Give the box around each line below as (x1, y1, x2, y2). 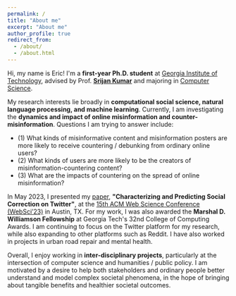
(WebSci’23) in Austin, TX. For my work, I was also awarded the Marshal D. (7, 207, 225, 216)
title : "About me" (7, 17, 61, 24)
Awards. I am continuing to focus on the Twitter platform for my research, (7, 222, 220, 230)
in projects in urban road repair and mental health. (7, 237, 153, 245)
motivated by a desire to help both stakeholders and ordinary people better (7, 266, 225, 274)
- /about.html (13, 50, 55, 57)
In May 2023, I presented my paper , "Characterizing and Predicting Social (7, 192, 225, 201)
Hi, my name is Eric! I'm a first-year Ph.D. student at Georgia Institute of (7, 68, 218, 78)
